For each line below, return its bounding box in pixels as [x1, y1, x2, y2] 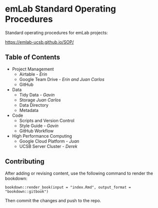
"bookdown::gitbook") [5, 189, 49, 194]
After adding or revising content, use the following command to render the [5, 170, 154, 176]
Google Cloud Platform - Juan [19, 138, 79, 144]
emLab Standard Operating [5, 3, 116, 15]
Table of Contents [5, 53, 61, 62]
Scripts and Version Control [19, 117, 75, 123]
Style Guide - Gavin [19, 123, 59, 128]
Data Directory [19, 102, 48, 108]
